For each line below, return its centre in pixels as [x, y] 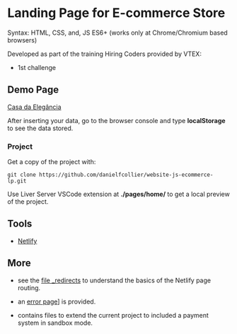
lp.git [17, 181]
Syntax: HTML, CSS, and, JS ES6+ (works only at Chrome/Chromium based [117, 33]
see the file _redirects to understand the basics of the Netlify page [114, 280]
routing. [29, 287]
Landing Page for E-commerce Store [116, 13]
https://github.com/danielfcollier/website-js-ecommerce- [126, 175]
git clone [22, 175]
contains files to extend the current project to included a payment [113, 315]
